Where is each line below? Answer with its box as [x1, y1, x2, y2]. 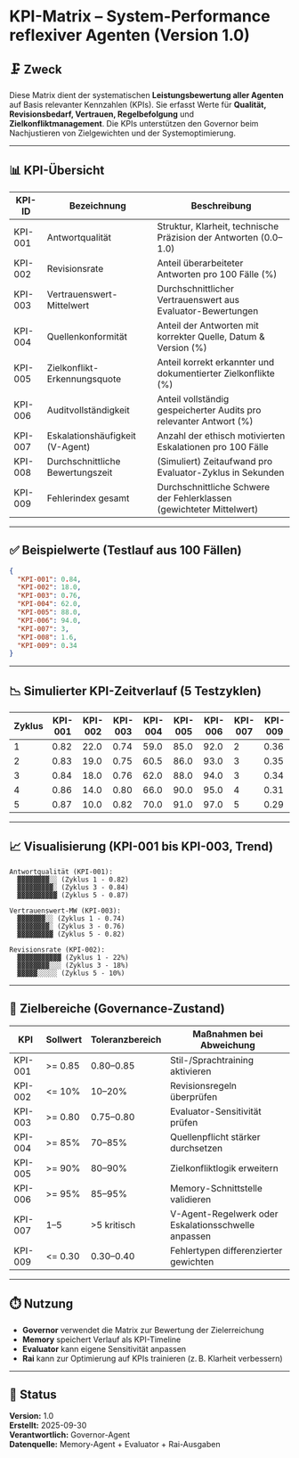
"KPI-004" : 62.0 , [17, 600, 82, 609]
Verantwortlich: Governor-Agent [9, 1429, 131, 1440]
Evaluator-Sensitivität [170, 1105, 263, 1118]
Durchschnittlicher [157, 283, 234, 295]
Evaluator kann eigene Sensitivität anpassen [21, 1343, 187, 1354]
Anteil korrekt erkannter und [157, 356, 275, 368]
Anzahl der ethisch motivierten [157, 430, 286, 442]
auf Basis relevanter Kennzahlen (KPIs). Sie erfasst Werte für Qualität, [9, 100, 267, 110]
